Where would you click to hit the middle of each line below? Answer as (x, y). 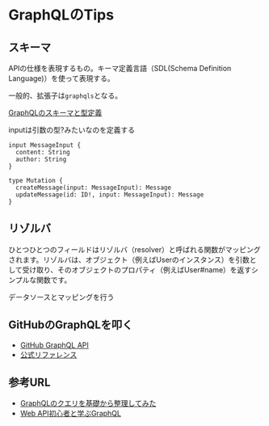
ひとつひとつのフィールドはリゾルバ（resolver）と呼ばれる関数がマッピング (134, 249)
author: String (41, 159)
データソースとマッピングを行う (61, 297)
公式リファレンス (48, 354)
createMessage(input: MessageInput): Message (94, 188)
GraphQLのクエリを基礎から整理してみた (88, 403)
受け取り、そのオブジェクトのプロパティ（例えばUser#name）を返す (137, 269)
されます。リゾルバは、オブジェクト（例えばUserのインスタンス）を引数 (129, 259)
